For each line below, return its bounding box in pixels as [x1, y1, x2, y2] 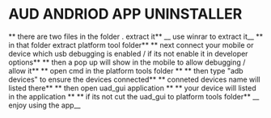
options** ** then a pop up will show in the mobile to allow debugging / [8, 57, 246, 67]
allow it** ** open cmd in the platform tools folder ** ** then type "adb [8, 65, 244, 75]
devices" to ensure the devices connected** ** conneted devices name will [8, 74, 260, 84]
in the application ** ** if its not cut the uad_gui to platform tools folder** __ [8, 91, 260, 101]
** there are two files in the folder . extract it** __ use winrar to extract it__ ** [8, 32, 264, 41]
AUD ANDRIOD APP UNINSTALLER [8, 5, 243, 23]
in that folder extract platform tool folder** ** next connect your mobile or [8, 40, 254, 49]
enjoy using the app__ [8, 100, 81, 110]
